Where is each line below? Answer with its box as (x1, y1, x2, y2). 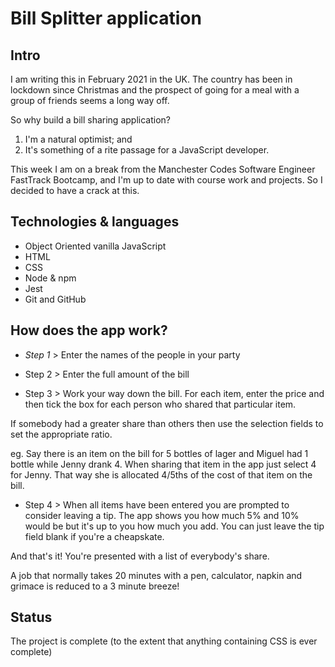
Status (10, 609, 53, 626)
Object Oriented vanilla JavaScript (24, 240, 167, 252)
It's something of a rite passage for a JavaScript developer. (24, 144, 270, 156)
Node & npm (24, 272, 77, 284)
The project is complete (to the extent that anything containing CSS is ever (10, 635, 318, 647)
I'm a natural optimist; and (24, 133, 133, 145)
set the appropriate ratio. (10, 428, 113, 440)
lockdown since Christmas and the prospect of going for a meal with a (10, 84, 300, 96)
